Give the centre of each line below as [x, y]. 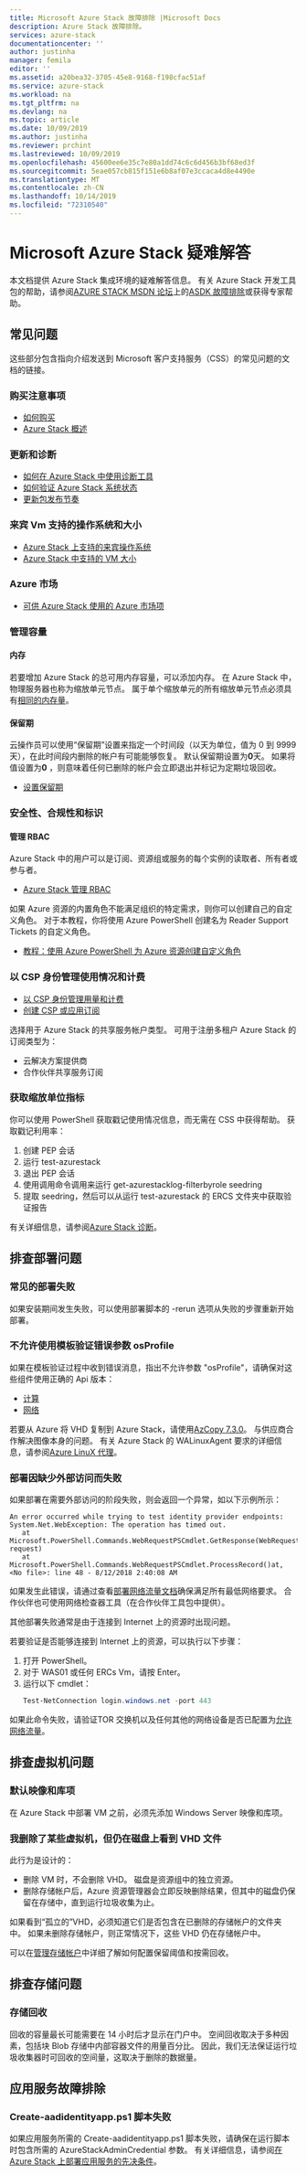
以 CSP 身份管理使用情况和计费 [78, 977]
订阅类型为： [33, 1041]
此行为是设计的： [42, 1860]
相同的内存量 [42, 699]
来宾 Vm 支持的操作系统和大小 [76, 525]
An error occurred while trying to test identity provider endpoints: [147, 1517]
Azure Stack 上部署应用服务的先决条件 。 [85, 2161]
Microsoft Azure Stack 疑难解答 [130, 253]
